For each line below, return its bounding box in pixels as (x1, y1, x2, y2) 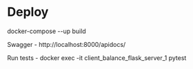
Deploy (7, 4, 49, 20)
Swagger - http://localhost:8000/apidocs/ (7, 40, 126, 48)
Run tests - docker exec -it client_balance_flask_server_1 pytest (7, 53, 187, 62)
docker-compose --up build (7, 27, 86, 35)
